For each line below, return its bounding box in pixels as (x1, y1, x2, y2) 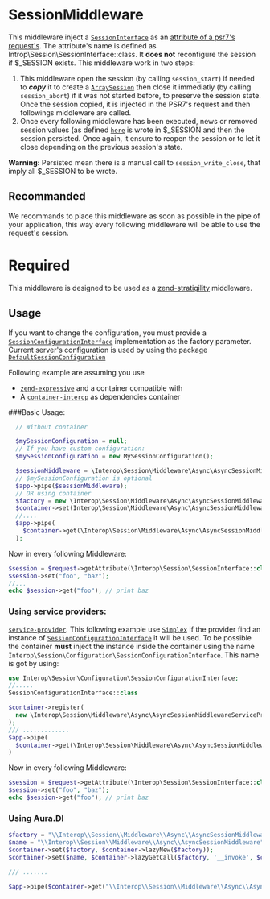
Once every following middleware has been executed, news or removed (19, 116, 258, 126)
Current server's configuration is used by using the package (8, 345, 208, 354)
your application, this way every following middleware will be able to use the (8, 219, 261, 229)
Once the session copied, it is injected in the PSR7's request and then (19, 99, 251, 109)
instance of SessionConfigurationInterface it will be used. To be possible (8, 632, 252, 642)
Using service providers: (8, 606, 107, 617)
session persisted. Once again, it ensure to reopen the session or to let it (19, 133, 260, 143)
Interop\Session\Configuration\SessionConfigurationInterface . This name (8, 650, 260, 660)
